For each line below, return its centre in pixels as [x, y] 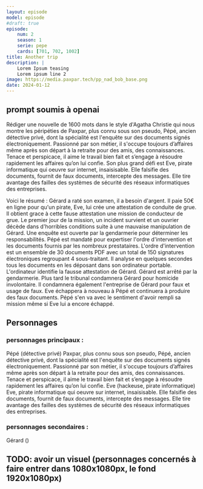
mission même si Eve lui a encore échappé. [60, 303]
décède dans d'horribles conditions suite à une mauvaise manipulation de [98, 226]
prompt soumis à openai [53, 110]
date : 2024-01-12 [28, 86]
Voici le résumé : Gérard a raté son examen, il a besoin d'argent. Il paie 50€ [100, 200]
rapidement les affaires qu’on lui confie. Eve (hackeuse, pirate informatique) [101, 385]
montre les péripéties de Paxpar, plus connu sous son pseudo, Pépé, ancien [101, 130]
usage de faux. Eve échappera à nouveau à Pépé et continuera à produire [98, 291]
